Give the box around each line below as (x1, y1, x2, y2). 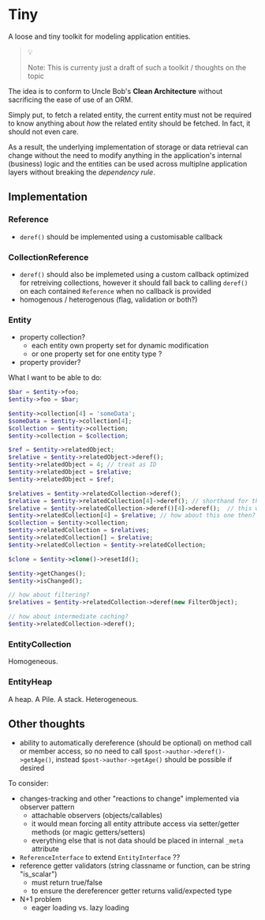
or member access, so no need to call (19, 746, 143, 756)
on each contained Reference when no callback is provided (19, 286, 211, 295)
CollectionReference (8, 251, 89, 262)
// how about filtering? (8, 591, 90, 599)
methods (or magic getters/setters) (31, 828, 146, 837)
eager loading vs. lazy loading (31, 903, 129, 913)
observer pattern (19, 802, 75, 812)
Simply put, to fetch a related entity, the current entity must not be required (8, 110, 252, 119)
